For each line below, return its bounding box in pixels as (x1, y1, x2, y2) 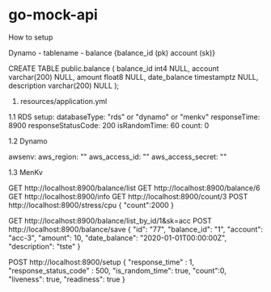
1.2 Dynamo (8, 136, 48, 146)
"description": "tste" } (8, 241, 81, 251)
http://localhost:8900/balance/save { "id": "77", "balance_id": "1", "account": (8, 224, 264, 234)
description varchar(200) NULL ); (8, 81, 120, 90)
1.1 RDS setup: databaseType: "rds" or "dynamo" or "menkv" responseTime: (8, 111, 260, 122)
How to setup (8, 32, 53, 42)
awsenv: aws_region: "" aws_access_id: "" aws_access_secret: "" (8, 152, 227, 161)
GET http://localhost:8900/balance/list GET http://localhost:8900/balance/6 (8, 183, 260, 193)
